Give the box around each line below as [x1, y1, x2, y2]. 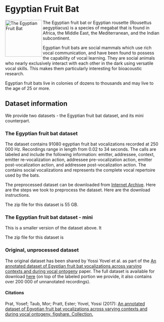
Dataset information [5, 99, 68, 108]
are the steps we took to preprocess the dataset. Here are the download [5, 187, 150, 193]
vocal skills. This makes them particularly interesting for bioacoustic [5, 65, 142, 71]
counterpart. [5, 117, 30, 123]
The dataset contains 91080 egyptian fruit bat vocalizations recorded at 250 [5, 141, 159, 147]
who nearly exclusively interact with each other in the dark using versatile [5, 60, 154, 66]
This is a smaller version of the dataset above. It [5, 225, 102, 231]
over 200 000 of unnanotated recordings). [5, 278, 91, 284]
